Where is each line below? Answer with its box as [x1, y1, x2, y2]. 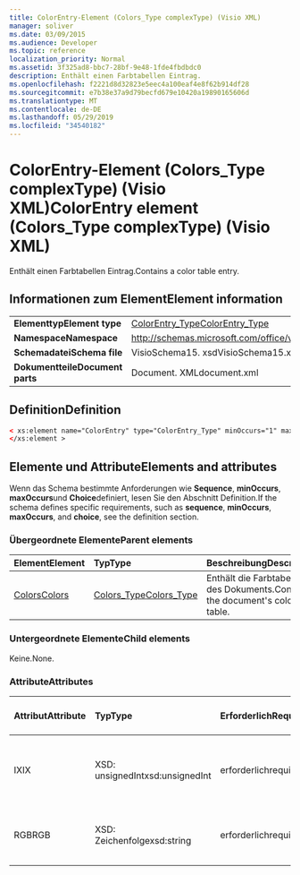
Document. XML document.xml [130, 366, 259, 379]
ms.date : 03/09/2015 [9, 30, 87, 39]
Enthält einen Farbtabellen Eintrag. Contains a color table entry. [9, 265, 239, 276]
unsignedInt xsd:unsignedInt [95, 769, 212, 782]
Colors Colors [13, 588, 70, 601]
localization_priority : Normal [9, 55, 126, 64]
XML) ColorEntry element [9, 198, 199, 219]
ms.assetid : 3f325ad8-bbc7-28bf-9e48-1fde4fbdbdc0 [9, 64, 202, 73]
